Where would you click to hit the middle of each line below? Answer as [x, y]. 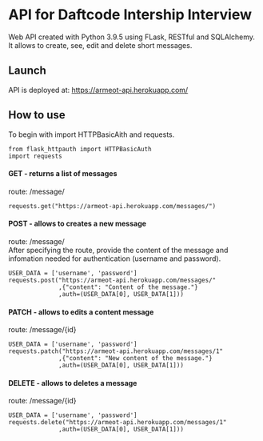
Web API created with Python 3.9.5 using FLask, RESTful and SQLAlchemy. [132, 37]
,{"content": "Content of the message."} [128, 287]
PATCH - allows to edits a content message [81, 312]
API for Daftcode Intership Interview [130, 15]
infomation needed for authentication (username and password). [115, 259]
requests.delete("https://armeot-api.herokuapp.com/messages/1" [118, 423]
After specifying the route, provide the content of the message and [118, 250]
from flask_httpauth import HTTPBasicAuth [80, 149]
